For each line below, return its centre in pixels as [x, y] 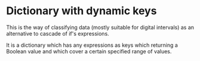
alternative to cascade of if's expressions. [58, 33]
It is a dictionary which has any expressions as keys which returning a [92, 45]
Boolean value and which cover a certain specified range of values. [89, 51]
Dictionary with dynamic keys [81, 11]
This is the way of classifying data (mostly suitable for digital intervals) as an [100, 27]
